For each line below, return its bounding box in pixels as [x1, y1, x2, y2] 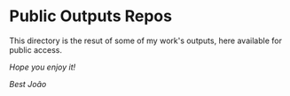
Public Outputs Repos [9, 6, 173, 26]
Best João [9, 78, 47, 89]
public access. [9, 44, 62, 55]
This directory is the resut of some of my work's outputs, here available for [9, 35, 282, 46]
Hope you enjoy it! [9, 62, 76, 72]
